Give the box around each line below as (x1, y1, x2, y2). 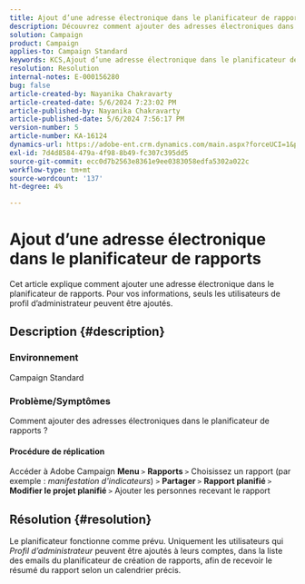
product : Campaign (9, 38, 79, 48)
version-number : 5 (9, 124, 79, 133)
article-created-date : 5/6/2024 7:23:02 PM (9, 97, 177, 107)
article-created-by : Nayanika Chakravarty (9, 89, 172, 98)
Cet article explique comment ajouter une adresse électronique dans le (9, 279, 275, 290)
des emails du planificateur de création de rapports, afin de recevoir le (9, 555, 273, 566)
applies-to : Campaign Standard (9, 47, 128, 56)
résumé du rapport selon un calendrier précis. (9, 565, 182, 576)
